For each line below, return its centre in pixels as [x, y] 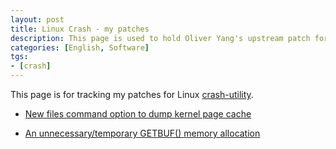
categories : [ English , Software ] [80, 47]
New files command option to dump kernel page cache [138, 114]
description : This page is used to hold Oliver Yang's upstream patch [160, 38]
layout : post [37, 19]
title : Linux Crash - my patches [80, 29]
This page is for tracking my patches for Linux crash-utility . [132, 94]
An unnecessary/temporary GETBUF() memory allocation [142, 133]
